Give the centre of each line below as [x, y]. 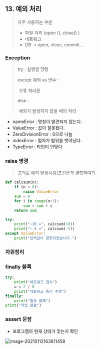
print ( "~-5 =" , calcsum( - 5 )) [44, 229]
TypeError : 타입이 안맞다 [37, 147]
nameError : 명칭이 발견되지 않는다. [47, 122]
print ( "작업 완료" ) [23, 305]
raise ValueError [41, 192]
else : [23, 101]
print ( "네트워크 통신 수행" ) [40, 291]
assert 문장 [18, 319]
